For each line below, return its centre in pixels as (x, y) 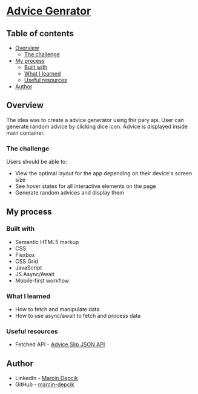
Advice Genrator (49, 11)
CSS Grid (26, 261)
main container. (26, 133)
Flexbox (25, 254)
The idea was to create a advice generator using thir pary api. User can (95, 120)
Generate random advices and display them (70, 193)
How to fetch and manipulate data (57, 309)
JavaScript (28, 268)
